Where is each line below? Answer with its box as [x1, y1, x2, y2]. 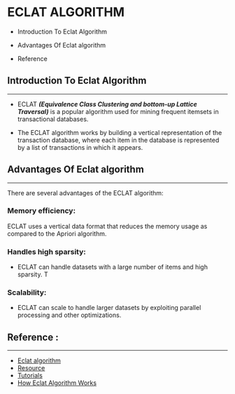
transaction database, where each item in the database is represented [17, 136, 220, 144]
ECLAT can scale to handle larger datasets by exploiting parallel [17, 304, 201, 312]
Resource [17, 364, 45, 372]
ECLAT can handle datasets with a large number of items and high [17, 263, 208, 272]
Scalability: [7, 288, 47, 297]
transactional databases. [17, 115, 89, 123]
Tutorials [17, 372, 43, 380]
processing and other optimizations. [17, 311, 122, 319]
